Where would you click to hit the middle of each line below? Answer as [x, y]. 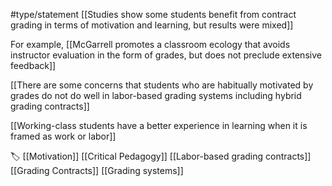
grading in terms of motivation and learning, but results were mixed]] [152, 25]
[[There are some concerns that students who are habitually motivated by [162, 85]
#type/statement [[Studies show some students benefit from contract [153, 14]
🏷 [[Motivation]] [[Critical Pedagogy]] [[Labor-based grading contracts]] [161, 156]
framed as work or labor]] [63, 136]
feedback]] [33, 65]
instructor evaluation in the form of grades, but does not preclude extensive [166, 55]
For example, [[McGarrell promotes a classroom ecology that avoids [150, 44]
